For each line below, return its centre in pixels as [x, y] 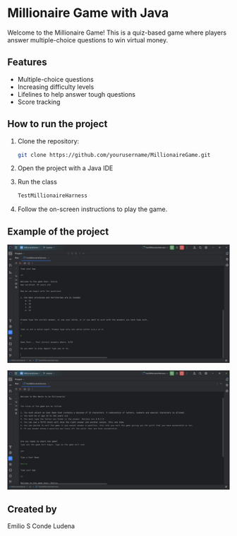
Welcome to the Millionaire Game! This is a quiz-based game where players [117, 32]
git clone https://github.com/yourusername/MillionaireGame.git [114, 155]
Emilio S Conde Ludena [41, 526]
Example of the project [58, 231]
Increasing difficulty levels [56, 87]
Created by [32, 509]
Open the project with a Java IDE [65, 168]
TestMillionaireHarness [53, 196]
